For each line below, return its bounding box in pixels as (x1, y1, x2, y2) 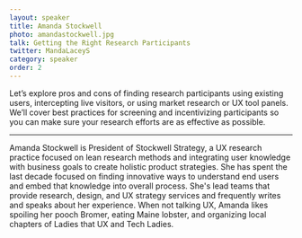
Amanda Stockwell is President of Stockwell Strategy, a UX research (9, 142, 262, 153)
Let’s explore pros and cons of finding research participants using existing (9, 87, 284, 99)
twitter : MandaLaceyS (9, 47, 91, 56)
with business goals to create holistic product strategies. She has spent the (9, 161, 288, 172)
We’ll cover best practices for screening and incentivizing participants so (9, 107, 280, 118)
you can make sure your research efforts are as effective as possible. (9, 116, 266, 127)
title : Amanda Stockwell (9, 22, 102, 31)
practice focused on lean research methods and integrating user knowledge (9, 152, 291, 163)
